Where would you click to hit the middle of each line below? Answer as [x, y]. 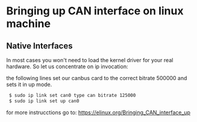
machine [29, 24]
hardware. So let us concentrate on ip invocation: [67, 66]
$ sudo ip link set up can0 [44, 101]
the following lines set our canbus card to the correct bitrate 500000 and [97, 78]
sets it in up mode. [29, 84]
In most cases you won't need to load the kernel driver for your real [90, 60]
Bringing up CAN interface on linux [95, 11]
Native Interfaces [39, 46]
